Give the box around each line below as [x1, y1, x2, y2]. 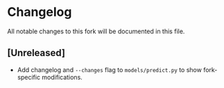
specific [17, 73, 40, 81]
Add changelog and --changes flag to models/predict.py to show [17, 65, 203, 73]
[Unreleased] [7, 47, 66, 59]
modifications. [41, 73, 83, 81]
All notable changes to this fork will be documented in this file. [7, 27, 185, 35]
